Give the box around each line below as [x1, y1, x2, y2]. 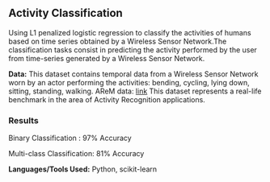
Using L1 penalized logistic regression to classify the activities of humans [8, 27, 252, 37]
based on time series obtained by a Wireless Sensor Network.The [8, 36, 227, 46]
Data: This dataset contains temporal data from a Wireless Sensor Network [8, 68, 259, 79]
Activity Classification [8, 6, 123, 20]
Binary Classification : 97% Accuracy [8, 133, 132, 143]
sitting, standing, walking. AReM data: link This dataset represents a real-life [8, 86, 262, 96]
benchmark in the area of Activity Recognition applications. [8, 94, 206, 104]
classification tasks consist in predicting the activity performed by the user [8, 44, 257, 55]
